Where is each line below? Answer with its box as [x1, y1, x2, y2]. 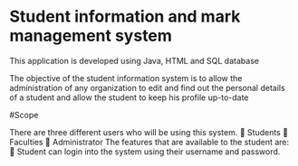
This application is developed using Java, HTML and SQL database [9, 55, 260, 66]
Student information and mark [9, 6, 241, 27]
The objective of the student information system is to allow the [9, 72, 243, 83]
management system [9, 25, 172, 46]
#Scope [9, 109, 39, 120]
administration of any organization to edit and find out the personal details [9, 82, 285, 93]
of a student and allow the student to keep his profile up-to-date [9, 92, 249, 103]
